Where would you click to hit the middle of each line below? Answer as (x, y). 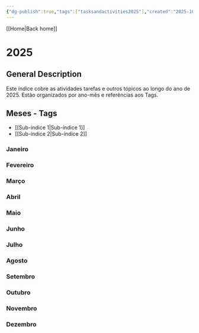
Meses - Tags (32, 113)
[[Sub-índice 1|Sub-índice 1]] (50, 127)
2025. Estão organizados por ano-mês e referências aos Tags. (82, 95)
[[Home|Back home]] (32, 28)
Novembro (22, 308)
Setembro (21, 276)
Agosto (17, 260)
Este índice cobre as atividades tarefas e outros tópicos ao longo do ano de (98, 88)
